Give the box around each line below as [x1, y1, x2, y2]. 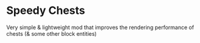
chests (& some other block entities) [6, 30, 97, 37]
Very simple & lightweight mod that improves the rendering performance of [6, 24, 195, 31]
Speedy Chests [6, 4, 86, 18]
